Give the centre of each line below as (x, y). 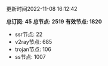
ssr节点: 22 (29, 34)
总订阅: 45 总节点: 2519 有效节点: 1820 (54, 22)
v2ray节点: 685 (33, 42)
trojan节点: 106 (33, 49)
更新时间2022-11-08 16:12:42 (42, 9)
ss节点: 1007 (30, 57)
